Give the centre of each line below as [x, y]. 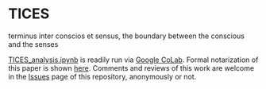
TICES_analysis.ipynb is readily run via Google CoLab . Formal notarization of [133, 60]
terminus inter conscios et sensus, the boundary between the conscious [126, 36]
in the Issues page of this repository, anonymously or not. [102, 76]
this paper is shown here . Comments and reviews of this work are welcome [131, 68]
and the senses [33, 44]
